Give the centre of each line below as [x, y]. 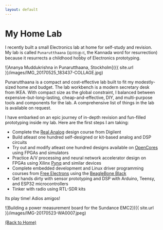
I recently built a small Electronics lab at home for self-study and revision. [79, 47]
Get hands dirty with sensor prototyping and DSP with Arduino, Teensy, [84, 178]
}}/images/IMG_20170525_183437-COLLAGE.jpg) [54, 72]
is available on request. [28, 108]
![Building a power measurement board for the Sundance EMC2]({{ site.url [80, 208]
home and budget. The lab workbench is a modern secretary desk [83, 87]
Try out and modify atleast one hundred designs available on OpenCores [85, 147]
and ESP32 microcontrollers [40, 184]
